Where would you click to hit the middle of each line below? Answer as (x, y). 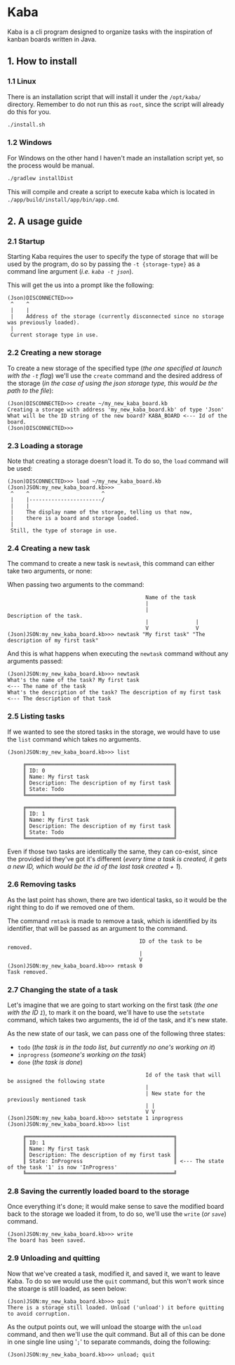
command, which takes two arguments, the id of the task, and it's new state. (117, 1020)
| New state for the (175, 1094)
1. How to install (42, 62)
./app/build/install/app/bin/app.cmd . (63, 199)
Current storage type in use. (54, 335)
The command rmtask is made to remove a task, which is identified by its (112, 921)
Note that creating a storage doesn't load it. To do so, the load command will (118, 461)
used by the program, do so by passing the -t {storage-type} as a (104, 264)
